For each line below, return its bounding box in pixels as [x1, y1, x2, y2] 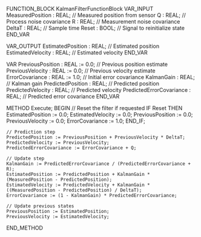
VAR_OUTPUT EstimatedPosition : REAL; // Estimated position [6, 42, 159, 50]
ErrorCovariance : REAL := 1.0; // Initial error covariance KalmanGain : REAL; [6, 74, 196, 80]
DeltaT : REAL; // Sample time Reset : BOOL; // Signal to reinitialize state [6, 24, 185, 31]
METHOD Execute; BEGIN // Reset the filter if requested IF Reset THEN [6, 105, 183, 111]
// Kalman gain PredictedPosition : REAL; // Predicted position [6, 80, 159, 87]
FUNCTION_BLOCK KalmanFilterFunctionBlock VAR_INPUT [6, 5, 154, 12]
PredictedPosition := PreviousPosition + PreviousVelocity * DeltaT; [6, 134, 186, 140]
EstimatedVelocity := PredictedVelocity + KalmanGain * [6, 182, 150, 188]
